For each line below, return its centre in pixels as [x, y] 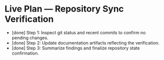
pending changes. [30, 38]
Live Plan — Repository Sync [64, 9]
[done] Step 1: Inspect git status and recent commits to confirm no [79, 32]
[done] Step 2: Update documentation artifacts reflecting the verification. [85, 43]
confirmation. [25, 53]
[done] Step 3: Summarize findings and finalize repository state [76, 48]
